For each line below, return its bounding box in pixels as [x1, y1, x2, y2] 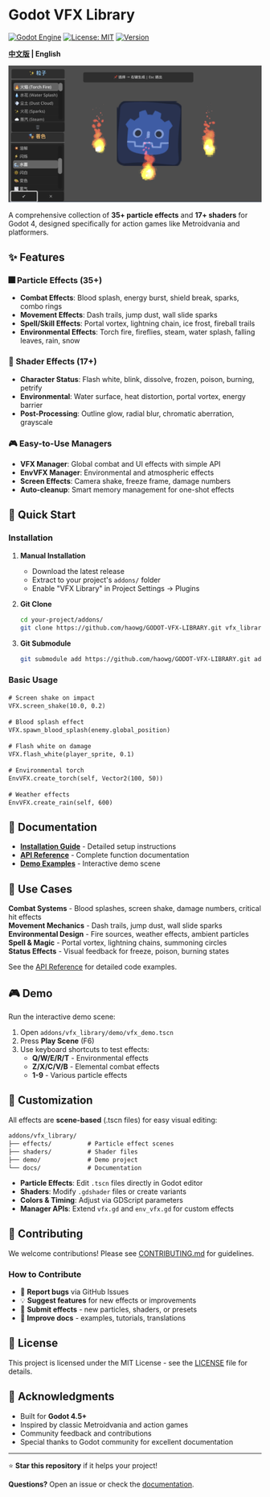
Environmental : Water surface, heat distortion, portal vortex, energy [19, 391, 247, 401]
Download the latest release [31, 566, 125, 576]
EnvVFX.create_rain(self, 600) [8, 798, 113, 807]
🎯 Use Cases [8, 882, 73, 896]
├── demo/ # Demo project [8, 1155, 138, 1164]
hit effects [8, 913, 42, 922]
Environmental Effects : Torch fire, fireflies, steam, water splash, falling [19, 327, 256, 337]
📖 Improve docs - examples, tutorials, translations [19, 1312, 186, 1323]
